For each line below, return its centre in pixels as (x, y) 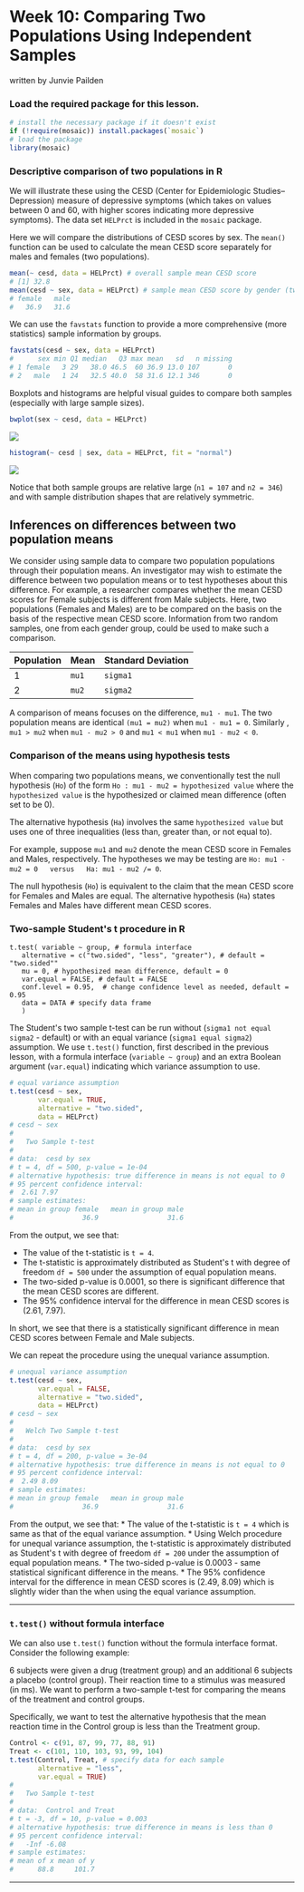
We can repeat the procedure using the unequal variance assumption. (139, 1355)
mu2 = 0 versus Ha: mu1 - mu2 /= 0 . (85, 868)
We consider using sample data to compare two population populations (142, 561)
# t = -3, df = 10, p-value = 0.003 (78, 1819)
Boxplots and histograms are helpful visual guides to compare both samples (151, 393)
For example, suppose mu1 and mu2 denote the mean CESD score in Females (150, 849)
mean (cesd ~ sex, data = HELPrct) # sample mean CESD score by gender (145, 290)
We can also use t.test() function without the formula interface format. (143, 1644)
